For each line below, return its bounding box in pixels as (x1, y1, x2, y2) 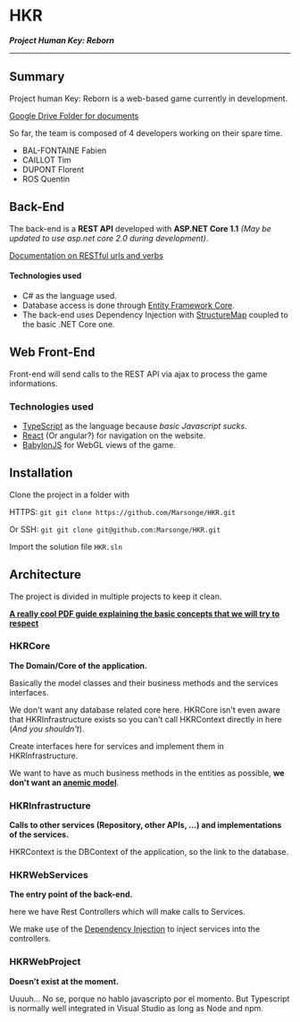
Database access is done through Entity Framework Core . (21, 300, 235, 310)
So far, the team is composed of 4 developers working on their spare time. (9, 127, 283, 139)
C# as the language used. (21, 290, 118, 300)
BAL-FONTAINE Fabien (21, 145, 107, 156)
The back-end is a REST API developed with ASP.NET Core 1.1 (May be (9, 223, 272, 233)
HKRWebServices (9, 869, 89, 882)
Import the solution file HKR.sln (9, 541, 123, 552)
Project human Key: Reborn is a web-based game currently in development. (9, 93, 288, 104)
